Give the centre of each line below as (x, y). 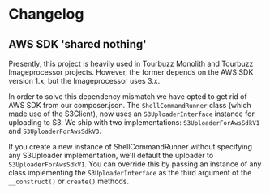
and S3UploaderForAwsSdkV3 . (55, 131)
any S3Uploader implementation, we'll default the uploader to (111, 155)
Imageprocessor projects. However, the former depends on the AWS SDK (131, 72)
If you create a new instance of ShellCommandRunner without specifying (131, 147)
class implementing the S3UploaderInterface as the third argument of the (130, 172)
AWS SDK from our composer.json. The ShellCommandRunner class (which (130, 105)
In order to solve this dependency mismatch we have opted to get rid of (128, 97)
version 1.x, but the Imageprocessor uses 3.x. (84, 81)
